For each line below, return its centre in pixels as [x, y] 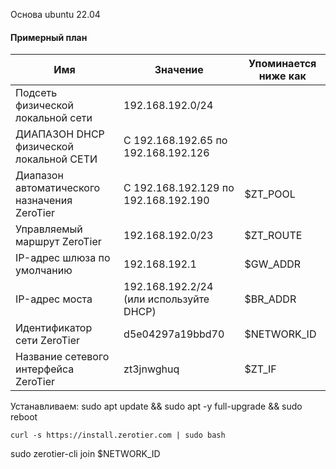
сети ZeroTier [47, 341]
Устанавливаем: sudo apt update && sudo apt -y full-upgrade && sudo [156, 406]
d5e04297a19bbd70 [174, 334]
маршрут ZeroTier [58, 242]
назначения [44, 201]
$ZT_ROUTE [273, 236]
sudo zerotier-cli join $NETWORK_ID [85, 454]
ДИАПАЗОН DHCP [60, 134]
